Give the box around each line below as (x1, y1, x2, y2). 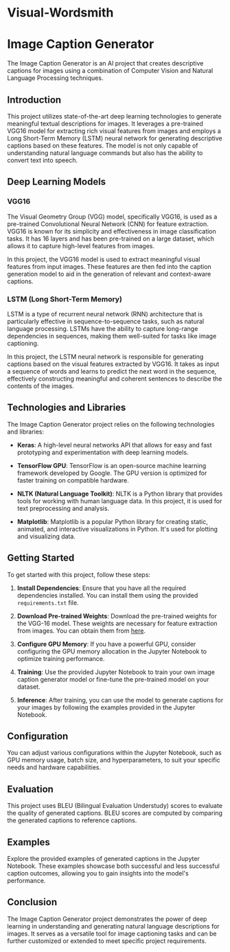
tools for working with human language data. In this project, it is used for (16, 496, 222, 505)
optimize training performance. (16, 654, 105, 662)
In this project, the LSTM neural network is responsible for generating (7, 352, 204, 361)
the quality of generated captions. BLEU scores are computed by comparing (7, 809, 223, 818)
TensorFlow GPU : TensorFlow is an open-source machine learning (16, 461, 207, 469)
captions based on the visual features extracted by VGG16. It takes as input (7, 360, 220, 368)
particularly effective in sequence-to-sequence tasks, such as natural (7, 317, 205, 325)
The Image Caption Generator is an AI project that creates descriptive (7, 59, 204, 68)
